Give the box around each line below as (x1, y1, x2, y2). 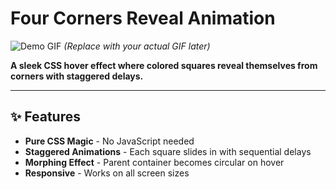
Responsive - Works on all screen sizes (24, 167, 190, 179)
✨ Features (10, 108, 81, 126)
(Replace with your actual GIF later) (63, 40, 211, 52)
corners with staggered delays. (10, 70, 144, 82)
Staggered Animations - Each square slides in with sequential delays (24, 145, 312, 157)
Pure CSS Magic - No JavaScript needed (24, 135, 195, 147)
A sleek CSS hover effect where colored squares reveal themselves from (10, 59, 318, 71)
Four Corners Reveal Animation (10, 7, 276, 30)
